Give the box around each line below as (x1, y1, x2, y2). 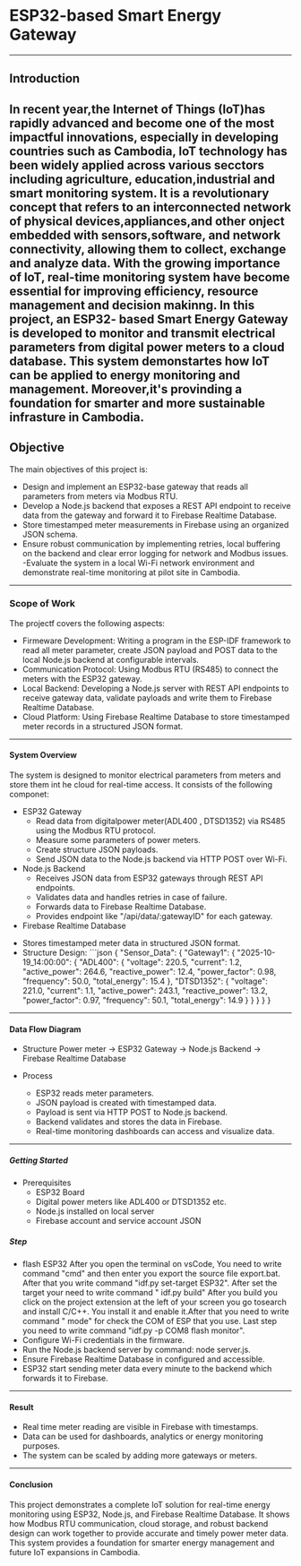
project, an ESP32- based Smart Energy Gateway (9, 311, 288, 327)
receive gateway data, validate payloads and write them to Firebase (21, 692, 272, 703)
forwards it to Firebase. (21, 1372, 109, 1384)
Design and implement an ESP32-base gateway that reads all (21, 481, 249, 492)
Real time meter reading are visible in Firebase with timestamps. (21, 1422, 259, 1433)
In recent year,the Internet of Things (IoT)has (9, 101, 266, 116)
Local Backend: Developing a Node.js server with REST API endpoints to (21, 683, 289, 693)
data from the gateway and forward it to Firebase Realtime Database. (21, 510, 278, 521)
